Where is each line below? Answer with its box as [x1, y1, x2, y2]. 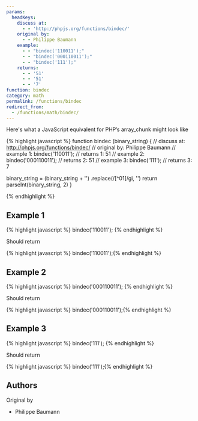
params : [6, 8, 26, 15]
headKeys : [11, 14, 36, 20]
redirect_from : [6, 103, 44, 110]
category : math [6, 93, 44, 99]
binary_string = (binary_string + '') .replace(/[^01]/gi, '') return [6, 175, 158, 182]
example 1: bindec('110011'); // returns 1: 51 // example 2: [6, 150, 145, 158]
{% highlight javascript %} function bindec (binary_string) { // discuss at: [6, 138, 185, 145]
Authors [6, 380, 38, 391]
